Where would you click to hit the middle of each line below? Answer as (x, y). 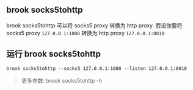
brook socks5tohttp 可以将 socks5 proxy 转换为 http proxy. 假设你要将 (94, 25)
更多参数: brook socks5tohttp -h (62, 80)
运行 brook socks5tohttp (53, 54)
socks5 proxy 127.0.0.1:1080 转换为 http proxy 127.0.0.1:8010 (86, 33)
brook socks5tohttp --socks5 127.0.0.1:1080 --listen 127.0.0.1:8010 (97, 68)
